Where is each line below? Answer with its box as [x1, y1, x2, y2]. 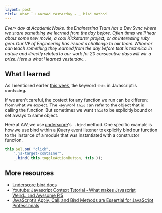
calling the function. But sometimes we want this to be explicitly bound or [5, 107, 153, 113]
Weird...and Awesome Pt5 [12, 192, 64, 198]
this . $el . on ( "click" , [5, 147, 51, 152]
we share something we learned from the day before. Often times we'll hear [5, 30, 156, 36]
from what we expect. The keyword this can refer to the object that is [5, 102, 144, 108]
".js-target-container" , [14, 151, 64, 156]
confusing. [5, 88, 27, 93]
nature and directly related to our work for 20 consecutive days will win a [5, 50, 151, 56]
